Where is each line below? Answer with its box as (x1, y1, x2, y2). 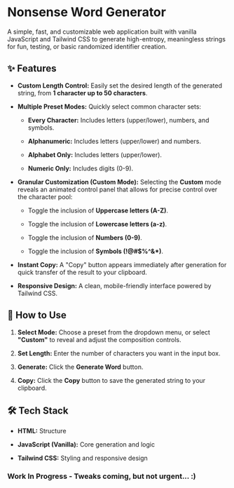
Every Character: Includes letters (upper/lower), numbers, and (27, 116, 209, 124)
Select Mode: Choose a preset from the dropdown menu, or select (17, 327, 210, 337)
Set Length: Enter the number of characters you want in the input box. (17, 348, 221, 358)
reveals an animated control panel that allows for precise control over (17, 185, 218, 194)
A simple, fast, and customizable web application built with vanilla (7, 27, 198, 36)
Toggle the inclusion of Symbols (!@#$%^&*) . (27, 247, 163, 255)
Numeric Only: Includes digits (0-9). (27, 164, 134, 172)
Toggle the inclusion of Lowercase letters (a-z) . (27, 219, 167, 228)
